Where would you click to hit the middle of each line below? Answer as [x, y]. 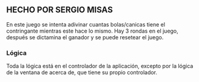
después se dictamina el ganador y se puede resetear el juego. [85, 37]
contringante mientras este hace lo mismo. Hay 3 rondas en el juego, [93, 31]
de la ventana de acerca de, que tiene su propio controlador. [82, 72]
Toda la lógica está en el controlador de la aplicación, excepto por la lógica [100, 66]
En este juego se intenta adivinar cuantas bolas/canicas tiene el [86, 24]
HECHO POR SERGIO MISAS [60, 10]
